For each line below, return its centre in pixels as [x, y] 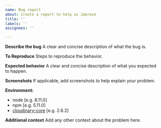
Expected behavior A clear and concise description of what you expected [81, 66]
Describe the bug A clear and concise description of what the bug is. [76, 47]
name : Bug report [23, 10]
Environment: [19, 90]
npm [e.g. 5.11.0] [29, 105]
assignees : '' [20, 28]
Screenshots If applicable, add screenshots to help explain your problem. [80, 81]
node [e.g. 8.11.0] [30, 100]
